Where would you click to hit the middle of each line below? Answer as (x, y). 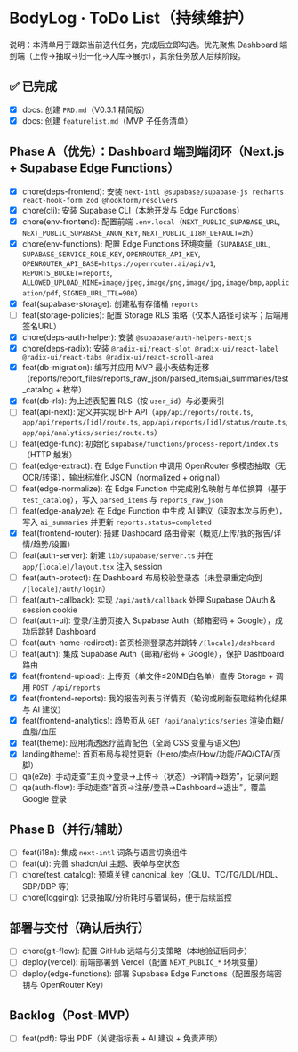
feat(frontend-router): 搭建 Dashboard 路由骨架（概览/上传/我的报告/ (148, 533)
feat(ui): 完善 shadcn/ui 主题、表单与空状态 (101, 863)
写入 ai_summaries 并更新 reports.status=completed (117, 522)
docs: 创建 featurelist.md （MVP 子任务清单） (107, 120)
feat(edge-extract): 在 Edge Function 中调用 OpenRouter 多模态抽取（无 (154, 466)
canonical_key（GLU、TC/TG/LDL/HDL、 (207, 875)
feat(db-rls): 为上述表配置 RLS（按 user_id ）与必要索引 (123, 401)
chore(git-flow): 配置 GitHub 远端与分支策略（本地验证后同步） (137, 951)
